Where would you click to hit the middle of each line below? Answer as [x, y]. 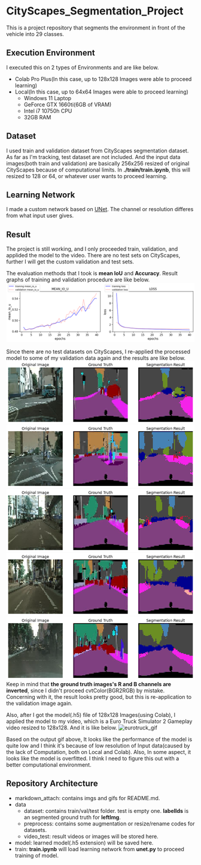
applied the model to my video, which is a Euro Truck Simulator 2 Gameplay [99, 721]
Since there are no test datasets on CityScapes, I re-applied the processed [98, 352]
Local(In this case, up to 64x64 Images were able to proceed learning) [101, 92]
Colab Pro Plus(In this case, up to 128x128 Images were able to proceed [103, 79]
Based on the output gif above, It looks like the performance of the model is [99, 739]
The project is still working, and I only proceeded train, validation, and [92, 249]
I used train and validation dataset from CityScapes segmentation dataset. [98, 151]
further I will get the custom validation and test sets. [70, 262]
